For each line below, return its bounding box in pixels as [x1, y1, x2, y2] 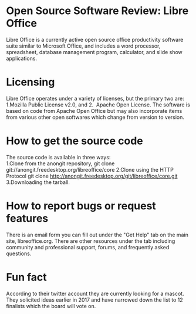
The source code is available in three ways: [6, 153, 111, 161]
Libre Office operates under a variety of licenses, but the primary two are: [6, 95, 184, 102]
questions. [6, 250, 32, 257]
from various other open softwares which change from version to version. [6, 113, 185, 121]
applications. [6, 55, 37, 62]
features [6, 212, 49, 225]
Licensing [6, 75, 55, 89]
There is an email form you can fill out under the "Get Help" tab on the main [6, 231, 189, 238]
